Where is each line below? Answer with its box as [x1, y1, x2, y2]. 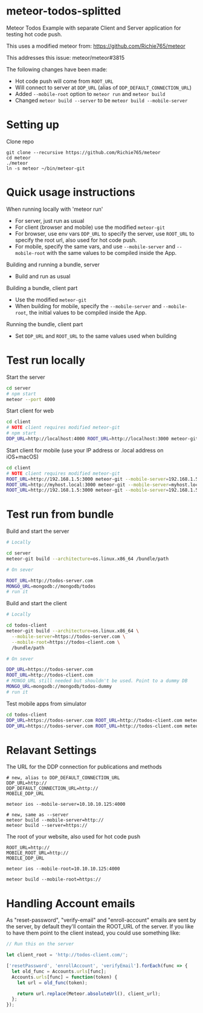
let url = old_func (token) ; [17, 980, 88, 986]
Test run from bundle [6, 507, 114, 521]
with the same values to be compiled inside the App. [46, 249, 177, 256]
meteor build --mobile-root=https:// [6, 876, 101, 883]
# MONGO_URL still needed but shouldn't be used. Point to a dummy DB [6, 678, 188, 684]
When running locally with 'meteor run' [6, 205, 103, 213]
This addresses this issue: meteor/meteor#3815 [6, 54, 125, 61]
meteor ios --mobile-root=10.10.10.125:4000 [6, 866, 120, 872]
